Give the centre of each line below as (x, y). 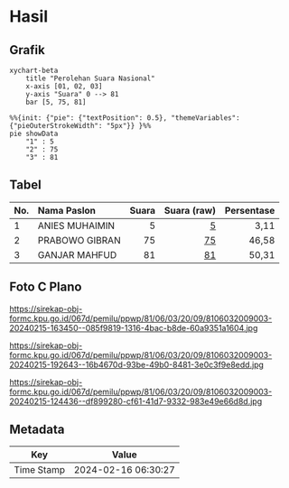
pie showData (34, 134)
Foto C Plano (46, 287)
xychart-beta (34, 70)
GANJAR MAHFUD (77, 254)
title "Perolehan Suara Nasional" (90, 78)
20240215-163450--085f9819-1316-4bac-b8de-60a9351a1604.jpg (134, 327)
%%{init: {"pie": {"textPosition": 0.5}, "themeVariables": (125, 118)
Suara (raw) (190, 210)
